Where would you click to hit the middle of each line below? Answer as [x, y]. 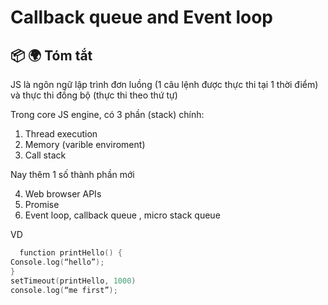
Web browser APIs [63, 194]
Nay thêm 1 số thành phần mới [72, 174]
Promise [42, 204]
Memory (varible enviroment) [85, 144]
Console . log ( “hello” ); [57, 262]
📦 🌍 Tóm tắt [51, 55]
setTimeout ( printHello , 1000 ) [73, 281]
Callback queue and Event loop [142, 17]
